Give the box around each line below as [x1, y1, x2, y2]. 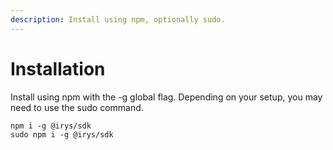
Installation [10, 57, 106, 80]
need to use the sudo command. [10, 101, 144, 113]
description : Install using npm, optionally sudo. [10, 14, 226, 25]
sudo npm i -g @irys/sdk [10, 129, 114, 140]
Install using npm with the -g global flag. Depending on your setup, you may [10, 91, 323, 103]
